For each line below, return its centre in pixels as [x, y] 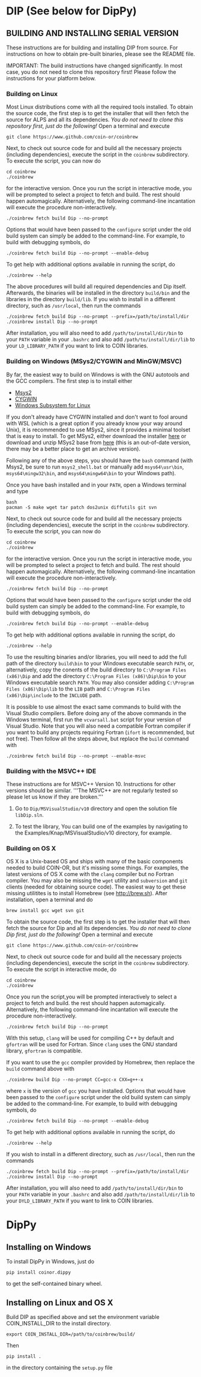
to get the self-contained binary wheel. [54, 1284]
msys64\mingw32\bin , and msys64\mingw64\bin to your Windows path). [91, 473]
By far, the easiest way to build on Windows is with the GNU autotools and [98, 374]
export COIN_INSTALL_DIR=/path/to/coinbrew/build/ [71, 1334]
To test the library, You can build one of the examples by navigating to [101, 826]
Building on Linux [32, 94]
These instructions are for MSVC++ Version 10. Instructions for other [91, 784]
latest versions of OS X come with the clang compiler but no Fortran [90, 874]
